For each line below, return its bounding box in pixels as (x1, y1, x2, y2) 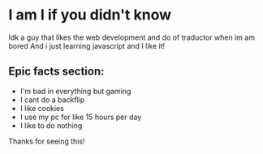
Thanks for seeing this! (8, 136, 85, 146)
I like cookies (19, 103, 65, 113)
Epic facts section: (8, 65, 105, 79)
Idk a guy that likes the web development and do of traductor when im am (8, 32, 256, 42)
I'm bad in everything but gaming (19, 86, 131, 96)
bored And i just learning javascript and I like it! (8, 41, 166, 50)
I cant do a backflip (19, 95, 85, 105)
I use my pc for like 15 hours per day (19, 112, 142, 122)
